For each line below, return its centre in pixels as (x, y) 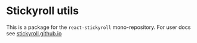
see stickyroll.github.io (34, 33)
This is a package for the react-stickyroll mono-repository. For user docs (98, 27)
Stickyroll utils (43, 11)
